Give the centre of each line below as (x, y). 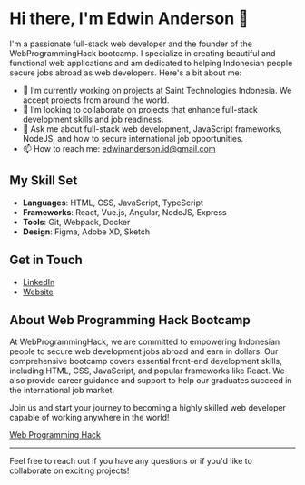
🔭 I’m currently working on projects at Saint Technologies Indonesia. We (157, 90)
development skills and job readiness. (93, 119)
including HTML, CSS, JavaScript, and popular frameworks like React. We (147, 371)
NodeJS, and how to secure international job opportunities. (133, 138)
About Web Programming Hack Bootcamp (130, 320)
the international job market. (62, 391)
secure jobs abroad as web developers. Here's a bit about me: (126, 73)
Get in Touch (46, 260)
